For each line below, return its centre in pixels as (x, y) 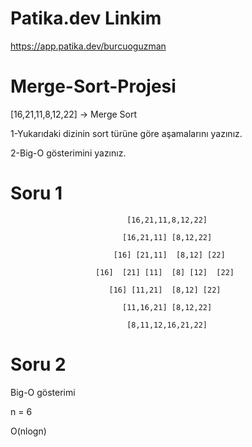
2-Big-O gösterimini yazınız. (68, 153)
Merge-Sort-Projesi (93, 86)
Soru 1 (36, 193)
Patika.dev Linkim (86, 18)
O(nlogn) (28, 431)
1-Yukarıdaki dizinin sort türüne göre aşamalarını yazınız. (126, 133)
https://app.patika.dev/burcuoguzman (88, 46)
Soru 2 (38, 364)
